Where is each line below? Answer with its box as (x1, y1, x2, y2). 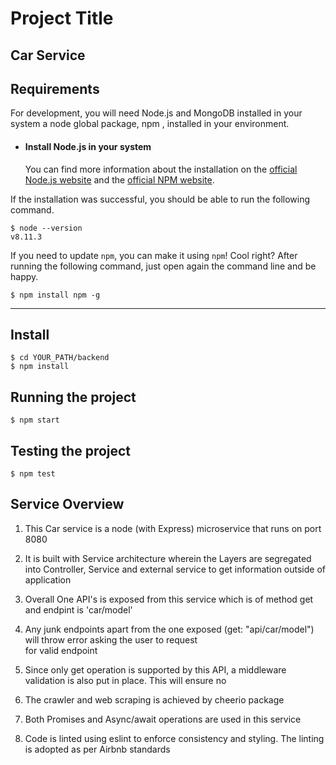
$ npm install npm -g (10, 290, 101, 300)
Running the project (10, 388, 137, 406)
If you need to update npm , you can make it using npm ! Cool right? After (10, 249, 298, 261)
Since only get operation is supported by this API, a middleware (24, 663, 287, 676)
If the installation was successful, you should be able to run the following (10, 193, 311, 205)
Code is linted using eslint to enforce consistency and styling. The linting (24, 732, 325, 744)
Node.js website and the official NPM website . (24, 173, 215, 186)
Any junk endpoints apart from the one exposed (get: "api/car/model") (24, 623, 315, 635)
